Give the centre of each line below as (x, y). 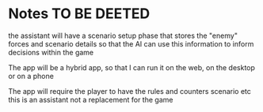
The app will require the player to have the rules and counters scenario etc (130, 91)
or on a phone (31, 76)
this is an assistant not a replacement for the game (91, 99)
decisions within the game (51, 52)
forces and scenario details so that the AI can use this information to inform (131, 43)
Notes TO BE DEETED (79, 14)
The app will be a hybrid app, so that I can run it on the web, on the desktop (132, 67)
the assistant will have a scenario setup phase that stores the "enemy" (123, 35)
